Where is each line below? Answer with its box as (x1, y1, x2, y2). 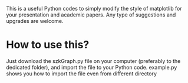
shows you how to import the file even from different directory (6, 70, 157, 77)
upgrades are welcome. (6, 18, 64, 24)
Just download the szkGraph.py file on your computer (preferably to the (6, 57, 181, 64)
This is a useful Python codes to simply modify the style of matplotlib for (6, 5, 182, 12)
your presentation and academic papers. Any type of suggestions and (6, 11, 176, 18)
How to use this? (6, 38, 90, 52)
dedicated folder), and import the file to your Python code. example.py (6, 64, 177, 71)
